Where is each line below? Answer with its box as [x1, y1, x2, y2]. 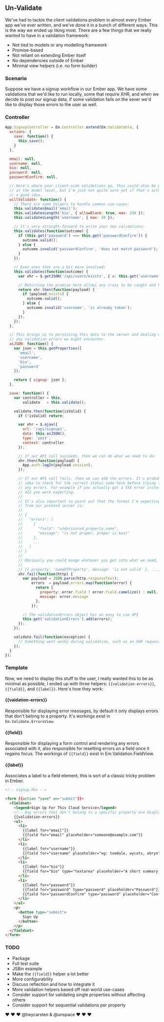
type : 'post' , [22, 436, 51, 441]
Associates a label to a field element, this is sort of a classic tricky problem [5, 773, 155, 779]
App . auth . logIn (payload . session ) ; [22, 463, 93, 468]
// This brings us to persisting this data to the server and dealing [9, 332, 156, 337]
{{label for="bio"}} [22, 865, 64, 870]
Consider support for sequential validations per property [12, 1002, 126, 1008]
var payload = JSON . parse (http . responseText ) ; [22, 576, 119, 581]
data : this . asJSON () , [22, 431, 67, 436]
